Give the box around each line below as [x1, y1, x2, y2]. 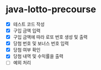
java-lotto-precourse [6, 4, 96, 15]
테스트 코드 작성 [13, 21, 45, 27]
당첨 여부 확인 [13, 47, 41, 53]
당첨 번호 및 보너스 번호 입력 [13, 40, 69, 46]
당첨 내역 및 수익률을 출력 [13, 53, 64, 59]
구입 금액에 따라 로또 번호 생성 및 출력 [13, 34, 88, 40]
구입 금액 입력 [13, 28, 41, 34]
